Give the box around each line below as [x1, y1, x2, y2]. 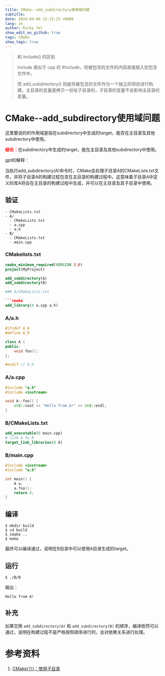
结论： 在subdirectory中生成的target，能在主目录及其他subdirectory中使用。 [5, 147, 160, 153]
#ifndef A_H [5, 326, 30, 331]
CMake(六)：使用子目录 [12, 666, 61, 672]
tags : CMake [5, 35, 30, 40]
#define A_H [5, 330, 30, 336]
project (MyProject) [5, 267, 45, 272]
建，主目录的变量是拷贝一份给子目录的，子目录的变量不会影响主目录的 [17, 87, 160, 93]
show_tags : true [5, 40, 38, 45]
